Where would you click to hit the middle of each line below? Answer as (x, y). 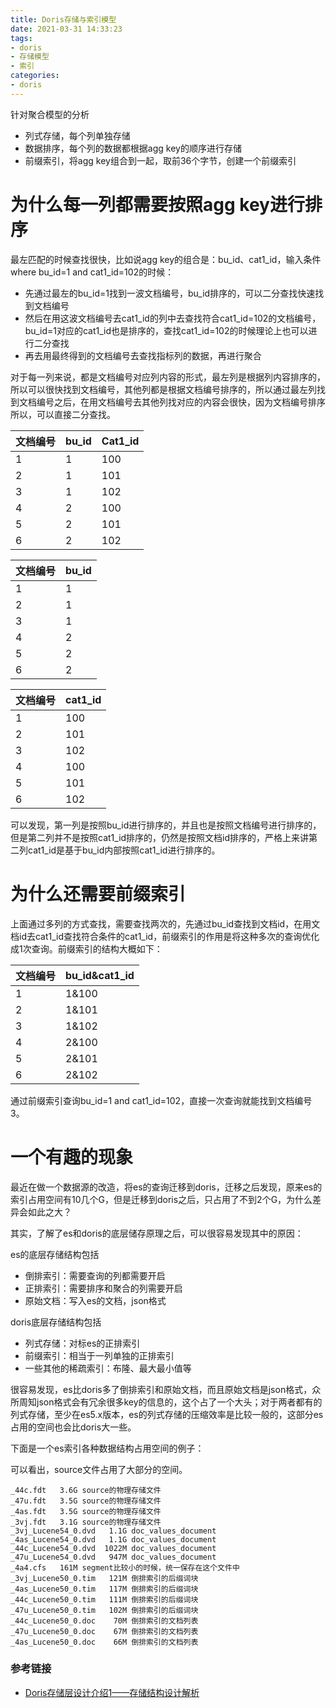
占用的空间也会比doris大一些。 (73, 1427)
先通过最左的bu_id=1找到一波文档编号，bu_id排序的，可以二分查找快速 (170, 293)
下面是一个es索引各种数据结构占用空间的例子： (107, 1448)
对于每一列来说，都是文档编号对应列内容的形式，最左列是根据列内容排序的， (168, 377)
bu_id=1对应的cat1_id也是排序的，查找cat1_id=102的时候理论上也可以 (166, 330)
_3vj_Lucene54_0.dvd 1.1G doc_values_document (113, 1531)
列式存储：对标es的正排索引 (82, 1343)
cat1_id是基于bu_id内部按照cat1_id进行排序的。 (124, 850)
